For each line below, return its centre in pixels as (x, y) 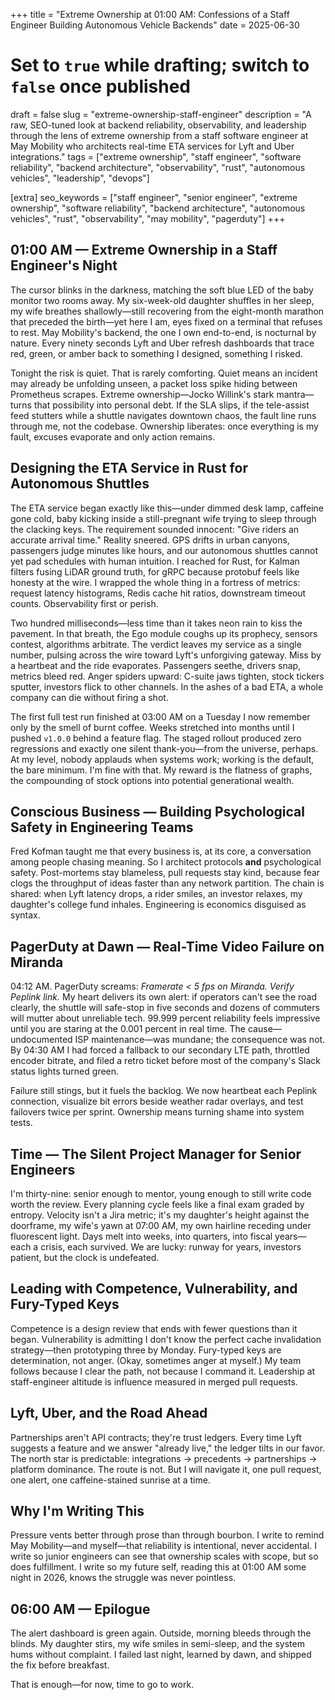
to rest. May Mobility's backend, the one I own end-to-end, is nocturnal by (163, 332)
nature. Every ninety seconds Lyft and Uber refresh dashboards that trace (162, 343)
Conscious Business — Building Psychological (157, 811)
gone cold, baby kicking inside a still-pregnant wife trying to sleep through (163, 518)
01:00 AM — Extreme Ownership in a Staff (144, 250)
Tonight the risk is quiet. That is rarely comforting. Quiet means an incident (164, 373)
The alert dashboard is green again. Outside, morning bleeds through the (161, 1633)
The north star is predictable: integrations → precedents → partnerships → (164, 1458)
